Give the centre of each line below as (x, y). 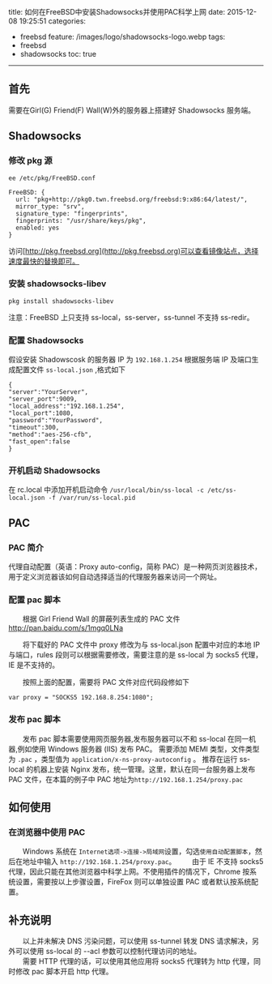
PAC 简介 (26, 547)
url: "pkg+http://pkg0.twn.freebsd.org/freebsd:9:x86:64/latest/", (132, 199)
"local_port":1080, (41, 413)
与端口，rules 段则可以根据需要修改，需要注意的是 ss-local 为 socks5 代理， (136, 655)
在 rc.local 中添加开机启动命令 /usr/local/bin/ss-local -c (106, 490)
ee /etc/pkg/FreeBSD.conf (52, 178)
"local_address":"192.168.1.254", (67, 406)
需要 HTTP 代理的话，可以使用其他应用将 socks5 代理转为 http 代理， (138, 961)
